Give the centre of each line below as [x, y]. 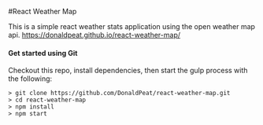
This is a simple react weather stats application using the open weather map [132, 26]
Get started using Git [43, 53]
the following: [30, 79]
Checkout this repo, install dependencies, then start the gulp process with [128, 71]
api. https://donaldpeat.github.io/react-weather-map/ [94, 35]
